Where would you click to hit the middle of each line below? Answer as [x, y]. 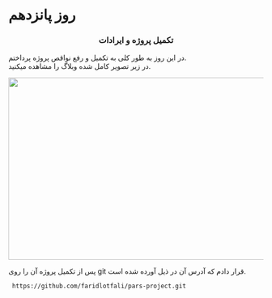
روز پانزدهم [42, 15]
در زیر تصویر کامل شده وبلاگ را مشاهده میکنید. [80, 66]
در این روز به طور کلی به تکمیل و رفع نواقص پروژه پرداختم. [98, 57]
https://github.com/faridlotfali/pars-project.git [99, 286]
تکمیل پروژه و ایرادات [136, 40]
